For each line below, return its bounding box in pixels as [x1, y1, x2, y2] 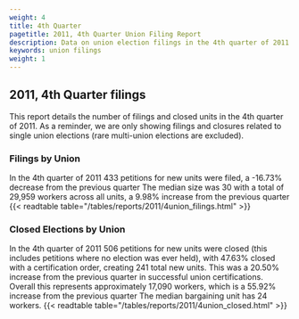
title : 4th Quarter [9, 21, 82, 30]
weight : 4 [9, 12, 46, 22]
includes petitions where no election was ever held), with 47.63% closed [9, 253, 276, 264]
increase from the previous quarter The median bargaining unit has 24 [9, 290, 268, 301]
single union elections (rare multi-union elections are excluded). [9, 130, 244, 141]
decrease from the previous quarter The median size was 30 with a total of [9, 182, 285, 192]
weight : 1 [9, 54, 46, 63]
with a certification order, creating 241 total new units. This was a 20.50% [9, 262, 279, 273]
